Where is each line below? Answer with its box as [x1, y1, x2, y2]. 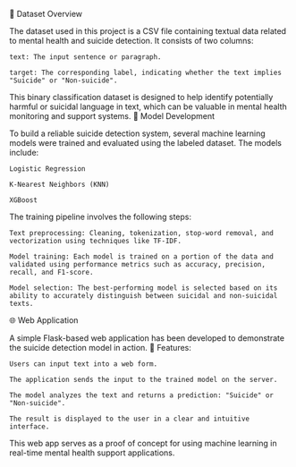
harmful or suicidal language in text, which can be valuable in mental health [9, 101, 288, 112]
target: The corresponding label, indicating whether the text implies [9, 68, 282, 77]
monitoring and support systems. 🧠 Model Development [9, 111, 216, 121]
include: [9, 148, 39, 157]
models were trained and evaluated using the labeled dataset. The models [9, 138, 282, 148]
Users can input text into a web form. [9, 360, 158, 369]
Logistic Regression [9, 165, 87, 174]
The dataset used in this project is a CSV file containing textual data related [9, 26, 287, 36]
